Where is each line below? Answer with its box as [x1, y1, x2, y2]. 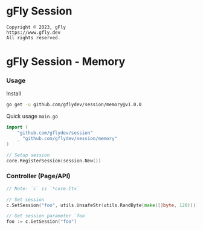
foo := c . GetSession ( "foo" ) [6, 219, 77, 225]
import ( [6, 124, 28, 130]
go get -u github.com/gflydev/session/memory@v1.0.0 [6, 101, 142, 108]
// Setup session [6, 152, 50, 158]
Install [6, 90, 21, 97]
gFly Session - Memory [6, 55, 126, 69]
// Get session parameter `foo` [6, 213, 88, 219]
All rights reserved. [6, 34, 61, 40]
